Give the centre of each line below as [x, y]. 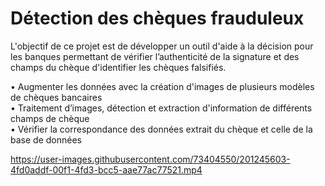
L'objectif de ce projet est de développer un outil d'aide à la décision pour [162, 46]
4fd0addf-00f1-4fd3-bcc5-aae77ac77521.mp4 [106, 169]
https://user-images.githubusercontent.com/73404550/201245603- [150, 159]
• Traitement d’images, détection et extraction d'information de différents [161, 108]
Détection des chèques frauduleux [157, 18]
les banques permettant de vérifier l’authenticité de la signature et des [155, 56]
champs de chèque [50, 118]
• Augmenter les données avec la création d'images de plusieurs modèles [162, 86]
